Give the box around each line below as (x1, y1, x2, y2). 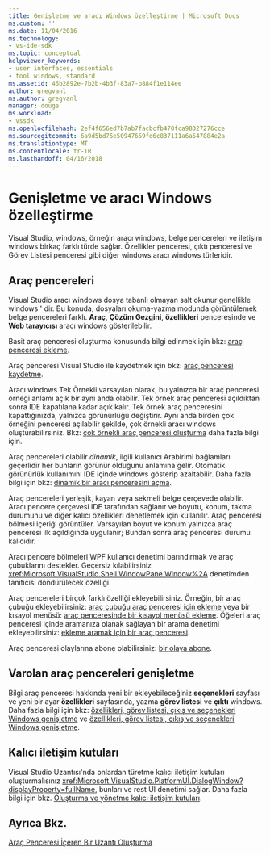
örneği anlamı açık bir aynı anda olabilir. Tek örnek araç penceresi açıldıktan (8, 393, 260, 403)
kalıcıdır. (8, 536, 36, 546)
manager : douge (8, 102, 60, 110)
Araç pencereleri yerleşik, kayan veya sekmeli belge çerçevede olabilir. (8, 493, 244, 503)
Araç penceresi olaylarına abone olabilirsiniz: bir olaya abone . (8, 643, 212, 652)
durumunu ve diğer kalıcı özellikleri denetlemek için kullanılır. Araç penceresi (8, 510, 262, 520)
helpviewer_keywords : (8, 57, 81, 65)
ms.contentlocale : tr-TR (8, 147, 92, 155)
